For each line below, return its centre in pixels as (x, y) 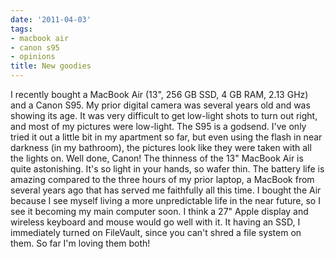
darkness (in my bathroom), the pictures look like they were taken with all (161, 147)
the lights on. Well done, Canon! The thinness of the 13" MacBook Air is (157, 158)
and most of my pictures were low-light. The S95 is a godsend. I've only (158, 126)
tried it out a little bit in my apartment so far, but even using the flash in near (166, 137)
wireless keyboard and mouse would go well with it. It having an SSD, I (155, 222)
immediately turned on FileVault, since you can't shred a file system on (156, 232)
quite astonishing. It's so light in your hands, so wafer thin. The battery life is (167, 169)
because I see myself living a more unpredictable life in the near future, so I (165, 200)
